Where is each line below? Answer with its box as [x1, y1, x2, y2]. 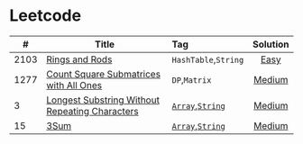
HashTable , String [171, 53, 244, 66]
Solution [252, 38, 289, 50]
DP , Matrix [171, 73, 212, 85]
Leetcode [9, 5, 82, 26]
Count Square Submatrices [46, 67, 161, 80]
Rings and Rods [46, 53, 113, 66]
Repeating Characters [46, 104, 139, 117]
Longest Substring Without [46, 94, 161, 106]
